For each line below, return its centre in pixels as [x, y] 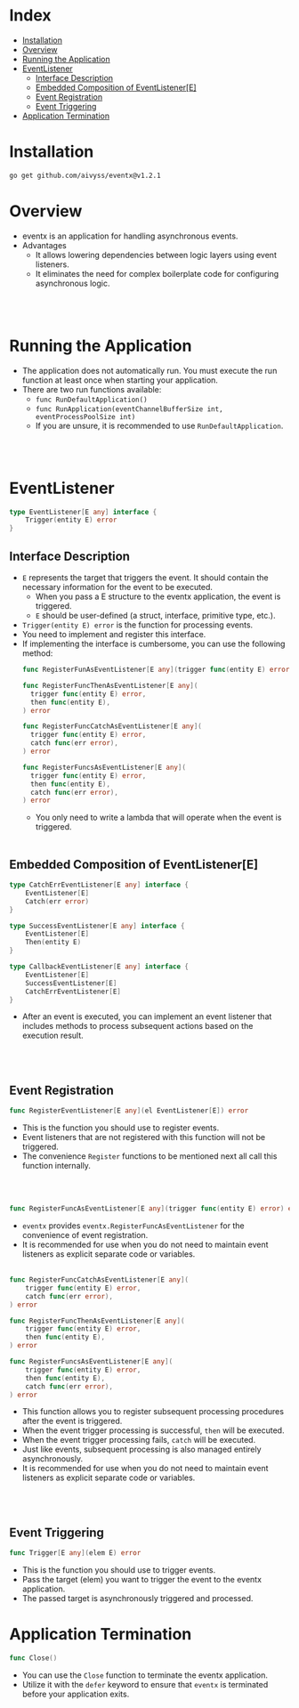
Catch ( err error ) [57, 901]
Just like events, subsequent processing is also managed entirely [141, 1449]
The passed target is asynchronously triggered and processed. [137, 1599]
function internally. [57, 1166]
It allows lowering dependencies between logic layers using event [156, 255]
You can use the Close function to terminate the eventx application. [145, 1675]
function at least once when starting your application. [120, 380]
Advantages [44, 245]
